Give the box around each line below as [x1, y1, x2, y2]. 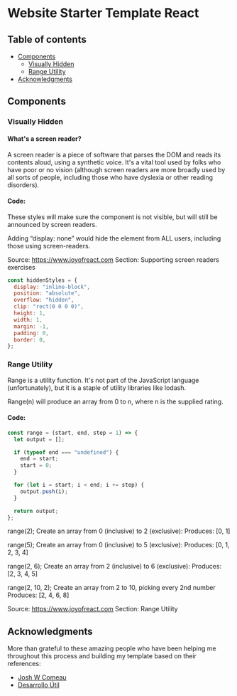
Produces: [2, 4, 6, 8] [7, 591, 70, 599]
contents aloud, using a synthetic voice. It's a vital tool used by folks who [7, 158, 221, 167]
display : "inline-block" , [13, 283, 91, 290]
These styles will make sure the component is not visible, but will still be [7, 212, 218, 221]
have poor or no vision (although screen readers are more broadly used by [7, 165, 226, 174]
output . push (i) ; [20, 487, 69, 495]
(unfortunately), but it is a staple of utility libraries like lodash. [7, 383, 187, 392]
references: [7, 660, 41, 668]
